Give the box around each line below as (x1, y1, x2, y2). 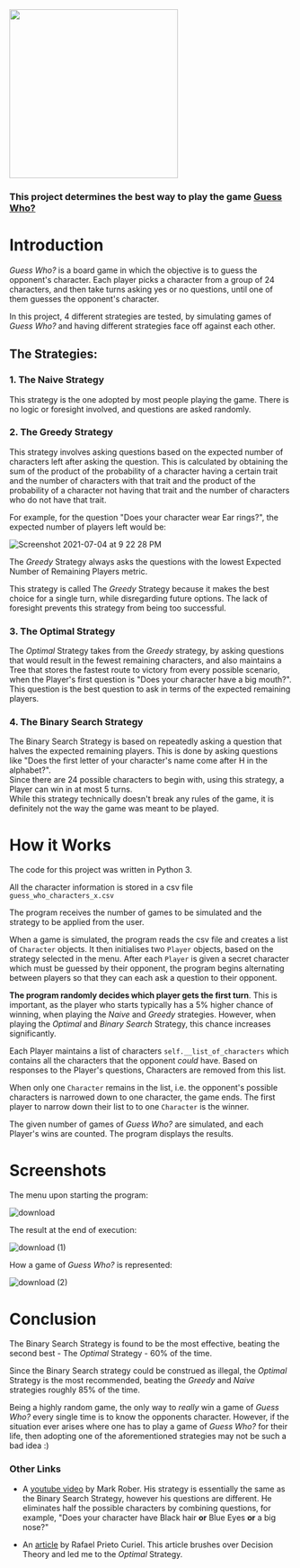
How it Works (9, 835, 112, 855)
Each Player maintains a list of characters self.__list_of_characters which (9, 1046, 289, 1056)
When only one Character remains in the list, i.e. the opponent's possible (9, 1083, 278, 1093)
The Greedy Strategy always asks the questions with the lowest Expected (9, 556, 281, 566)
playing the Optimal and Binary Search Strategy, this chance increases (9, 1019, 271, 1029)
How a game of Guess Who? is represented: (9, 1260, 172, 1271)
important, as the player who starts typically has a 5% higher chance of (9, 1000, 274, 1011)
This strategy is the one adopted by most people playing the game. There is (9, 394, 289, 404)
